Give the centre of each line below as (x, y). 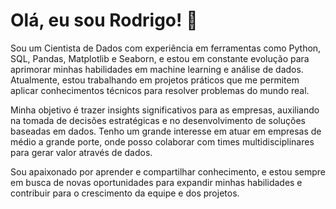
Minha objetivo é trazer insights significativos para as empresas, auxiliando (165, 110)
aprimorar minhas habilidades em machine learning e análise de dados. (157, 69)
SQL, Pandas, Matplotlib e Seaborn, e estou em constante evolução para (160, 58)
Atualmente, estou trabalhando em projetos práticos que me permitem (155, 80)
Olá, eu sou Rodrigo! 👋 (104, 20)
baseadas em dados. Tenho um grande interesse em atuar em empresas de (166, 131)
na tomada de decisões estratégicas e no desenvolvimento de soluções (158, 120)
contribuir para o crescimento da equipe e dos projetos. (125, 193)
